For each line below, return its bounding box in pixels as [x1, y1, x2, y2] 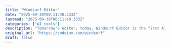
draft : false [5, 35, 33, 40]
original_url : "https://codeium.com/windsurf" [5, 30, 105, 35]
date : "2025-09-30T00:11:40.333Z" [5, 12, 78, 17]
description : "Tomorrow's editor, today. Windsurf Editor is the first [5, 26, 159, 31]
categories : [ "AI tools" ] [5, 21, 60, 26]
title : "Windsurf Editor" [5, 7, 60, 12]
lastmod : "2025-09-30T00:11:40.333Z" [5, 16, 85, 21]
